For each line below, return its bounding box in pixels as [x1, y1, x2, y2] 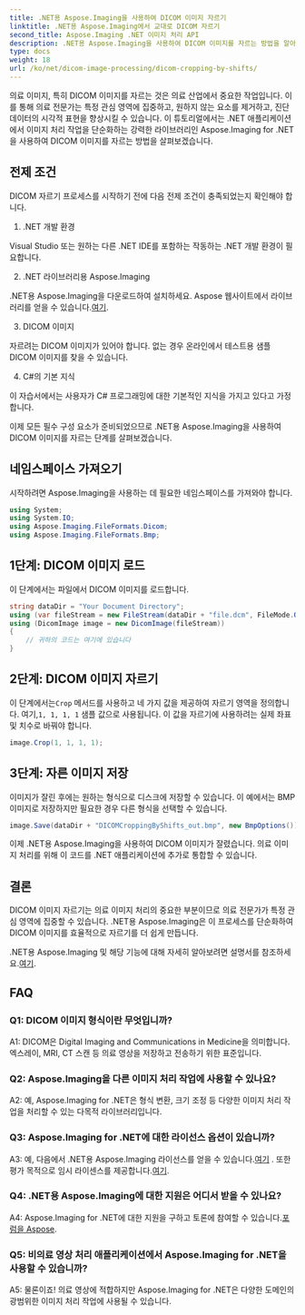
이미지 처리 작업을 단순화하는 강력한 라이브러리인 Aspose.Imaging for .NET [25, 124, 295, 134]
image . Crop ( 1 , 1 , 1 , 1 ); [9, 737, 103, 747]
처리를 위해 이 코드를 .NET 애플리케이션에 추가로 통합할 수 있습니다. [18, 850, 258, 861]
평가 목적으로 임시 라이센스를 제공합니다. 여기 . [9, 1164, 170, 1176]
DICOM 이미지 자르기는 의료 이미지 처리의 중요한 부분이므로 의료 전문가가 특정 [9, 905, 286, 915]
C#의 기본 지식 [22, 371, 75, 381]
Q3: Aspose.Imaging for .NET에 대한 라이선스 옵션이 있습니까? [9, 1132, 275, 1144]
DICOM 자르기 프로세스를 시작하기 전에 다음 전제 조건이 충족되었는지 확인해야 [9, 190, 284, 201]
